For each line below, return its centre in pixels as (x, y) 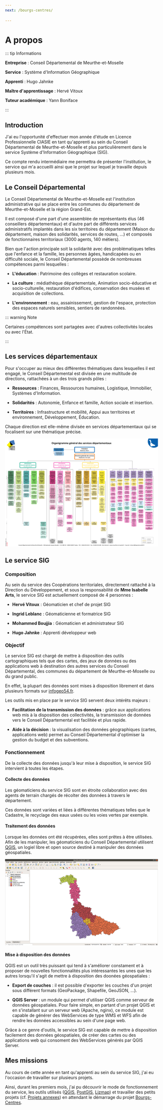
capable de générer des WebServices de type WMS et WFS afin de (79, 1015)
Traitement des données (30, 826)
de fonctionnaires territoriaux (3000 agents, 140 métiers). (62, 239)
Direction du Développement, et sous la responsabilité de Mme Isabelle (76, 589)
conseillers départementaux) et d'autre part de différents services (71, 224)
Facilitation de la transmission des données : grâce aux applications (81, 710)
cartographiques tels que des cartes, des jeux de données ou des (71, 661)
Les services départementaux (51, 357)
